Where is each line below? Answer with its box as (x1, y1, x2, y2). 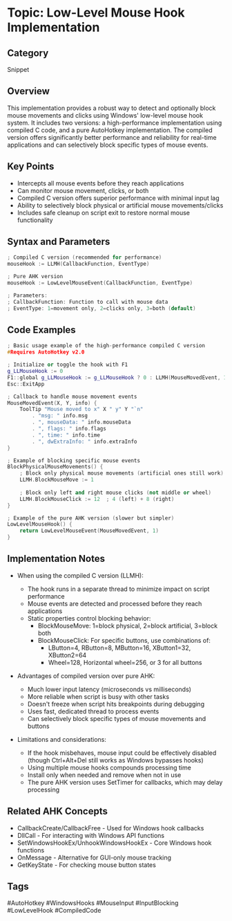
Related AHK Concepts (7, 805, 108, 817)
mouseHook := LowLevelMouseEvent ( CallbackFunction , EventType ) (7, 280, 193, 286)
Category (7, 47, 49, 59)
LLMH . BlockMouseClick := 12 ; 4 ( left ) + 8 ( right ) (19, 495, 175, 502)
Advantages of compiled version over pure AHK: (17, 671, 155, 680)
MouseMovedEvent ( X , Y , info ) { (7, 399, 97, 406)
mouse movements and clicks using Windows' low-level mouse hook (7, 111, 204, 119)
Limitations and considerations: (17, 735, 107, 743)
